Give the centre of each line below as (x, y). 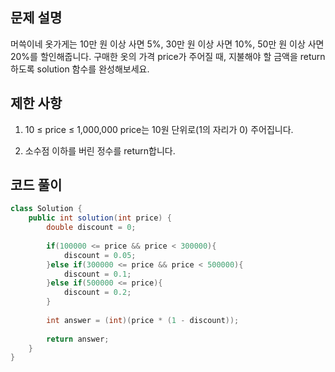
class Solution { (46, 209)
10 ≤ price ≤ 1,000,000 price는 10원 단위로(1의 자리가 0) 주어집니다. (159, 129)
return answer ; (78, 339)
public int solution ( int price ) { (100, 218)
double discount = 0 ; (91, 228)
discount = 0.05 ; (100, 255)
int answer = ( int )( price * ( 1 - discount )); (143, 320)
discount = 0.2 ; (97, 293)
